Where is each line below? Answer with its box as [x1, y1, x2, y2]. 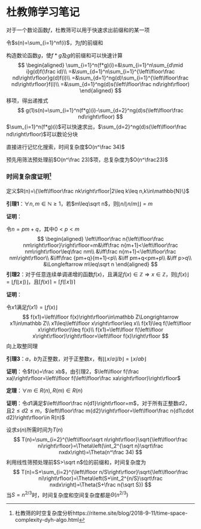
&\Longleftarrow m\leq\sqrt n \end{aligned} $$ [43, 261, 158, 268]
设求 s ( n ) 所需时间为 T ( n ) [6, 426, 63, 433]
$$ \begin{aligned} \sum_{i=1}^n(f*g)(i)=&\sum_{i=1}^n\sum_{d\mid [17, 61, 184, 69]
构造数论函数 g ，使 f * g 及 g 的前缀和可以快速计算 [6, 51, 123, 59]
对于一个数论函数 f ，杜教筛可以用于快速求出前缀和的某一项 [6, 26, 150, 33]
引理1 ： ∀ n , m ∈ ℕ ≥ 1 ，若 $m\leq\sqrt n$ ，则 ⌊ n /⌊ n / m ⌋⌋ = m [6, 200, 153, 207]
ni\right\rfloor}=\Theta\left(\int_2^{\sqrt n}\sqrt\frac [38, 442, 163, 449]
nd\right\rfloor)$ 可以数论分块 [6, 130, 78, 137]
